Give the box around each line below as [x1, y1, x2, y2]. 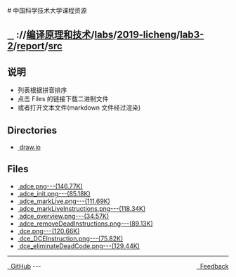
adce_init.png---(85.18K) [19, 189, 91, 198]
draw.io [19, 143, 41, 152]
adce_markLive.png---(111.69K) [19, 197, 111, 205]
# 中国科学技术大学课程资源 [7, 6, 87, 15]
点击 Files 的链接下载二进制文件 [17, 95, 109, 103]
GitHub [10, 262, 32, 270]
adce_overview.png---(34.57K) [19, 212, 110, 220]
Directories [7, 124, 58, 136]
